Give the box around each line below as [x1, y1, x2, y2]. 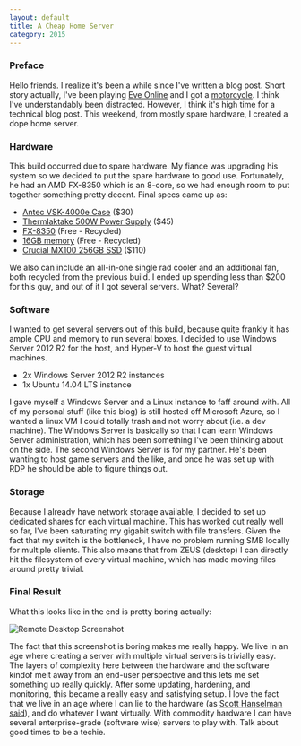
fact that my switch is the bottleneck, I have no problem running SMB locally [9, 534, 290, 545]
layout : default [9, 13, 70, 22]
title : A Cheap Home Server [9, 22, 115, 30]
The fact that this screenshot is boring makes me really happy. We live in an [9, 640, 288, 651]
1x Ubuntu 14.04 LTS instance [21, 379, 132, 390]
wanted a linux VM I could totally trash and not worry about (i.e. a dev [9, 416, 266, 427]
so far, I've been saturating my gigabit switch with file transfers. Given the [9, 525, 281, 536]
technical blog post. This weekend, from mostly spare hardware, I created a [9, 108, 288, 119]
